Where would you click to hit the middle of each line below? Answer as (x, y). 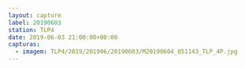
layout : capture (35, 15)
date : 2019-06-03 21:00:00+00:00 (63, 37)
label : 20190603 (35, 23)
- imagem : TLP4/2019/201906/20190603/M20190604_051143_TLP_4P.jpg (126, 52)
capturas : (24, 45)
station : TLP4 (32, 30)
